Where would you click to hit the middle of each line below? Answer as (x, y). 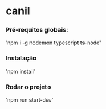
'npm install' (21, 71)
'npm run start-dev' (29, 100)
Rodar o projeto (28, 87)
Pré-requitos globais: (37, 30)
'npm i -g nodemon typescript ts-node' (54, 43)
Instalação (21, 58)
